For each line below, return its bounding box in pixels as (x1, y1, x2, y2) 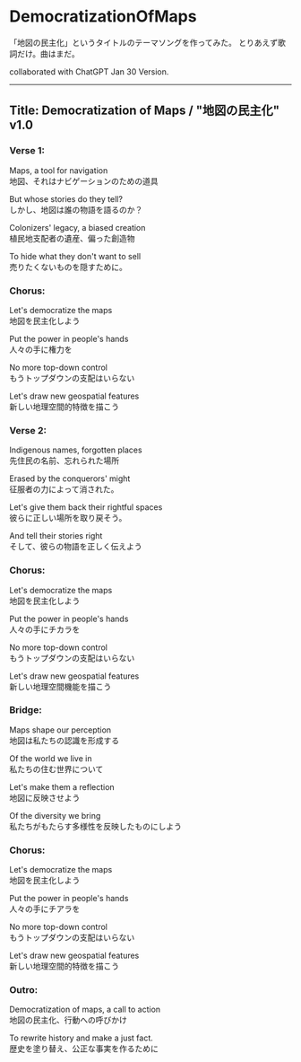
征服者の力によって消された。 (9, 484, 119, 495)
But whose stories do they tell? (9, 193, 124, 204)
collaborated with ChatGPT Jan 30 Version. (9, 66, 169, 77)
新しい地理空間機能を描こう (9, 680, 112, 692)
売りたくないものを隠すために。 (9, 261, 127, 272)
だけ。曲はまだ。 (16, 48, 80, 59)
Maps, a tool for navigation (9, 164, 108, 176)
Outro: (9, 984, 39, 996)
